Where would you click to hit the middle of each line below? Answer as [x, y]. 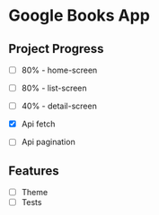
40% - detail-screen [59, 106]
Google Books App [79, 16]
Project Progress [56, 49]
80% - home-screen [59, 70]
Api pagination [48, 142]
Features [34, 171]
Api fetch [38, 124]
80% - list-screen [54, 88]
